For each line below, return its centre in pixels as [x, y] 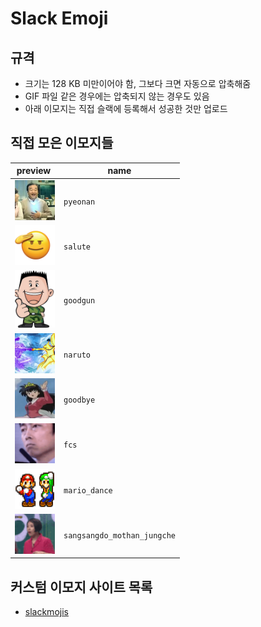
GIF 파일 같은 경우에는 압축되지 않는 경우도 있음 [117, 96]
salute [77, 247]
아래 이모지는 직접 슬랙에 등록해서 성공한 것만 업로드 [126, 108]
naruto [77, 355]
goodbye [79, 400]
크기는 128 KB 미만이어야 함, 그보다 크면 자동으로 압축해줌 [138, 83]
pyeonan [79, 202]
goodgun [79, 301]
